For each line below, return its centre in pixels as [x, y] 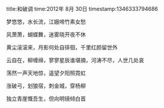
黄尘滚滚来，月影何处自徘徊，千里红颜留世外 [62, 47]
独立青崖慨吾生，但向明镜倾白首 [46, 99]
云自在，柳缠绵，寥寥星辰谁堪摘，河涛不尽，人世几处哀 [75, 60]
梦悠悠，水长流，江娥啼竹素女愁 [46, 22]
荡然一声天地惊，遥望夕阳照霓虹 [46, 73]
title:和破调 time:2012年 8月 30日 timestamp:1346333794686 [82, 9]
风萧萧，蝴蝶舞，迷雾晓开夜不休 [46, 34]
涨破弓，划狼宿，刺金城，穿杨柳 [46, 86]
